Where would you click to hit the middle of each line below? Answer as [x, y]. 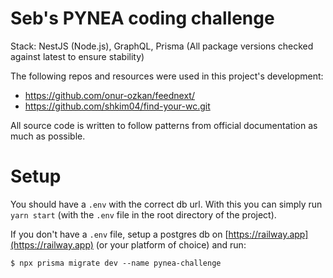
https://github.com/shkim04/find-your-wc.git [117, 106]
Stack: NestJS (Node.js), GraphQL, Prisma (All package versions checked [162, 46]
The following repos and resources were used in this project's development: [167, 76]
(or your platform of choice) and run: [171, 244]
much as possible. [48, 136]
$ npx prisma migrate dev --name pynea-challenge [116, 263]
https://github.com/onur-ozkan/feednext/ [109, 95]
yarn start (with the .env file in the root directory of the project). [143, 214]
